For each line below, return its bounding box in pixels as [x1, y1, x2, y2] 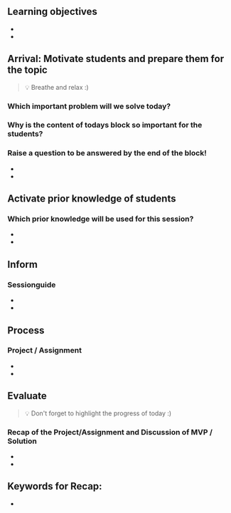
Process [7, 324, 45, 336]
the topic [7, 64, 48, 76]
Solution [7, 436, 38, 446]
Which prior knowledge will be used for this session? [7, 214, 194, 224]
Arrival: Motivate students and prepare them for [7, 53, 225, 65]
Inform [7, 258, 38, 270]
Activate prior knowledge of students [7, 192, 176, 205]
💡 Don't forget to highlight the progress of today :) [24, 409, 172, 418]
